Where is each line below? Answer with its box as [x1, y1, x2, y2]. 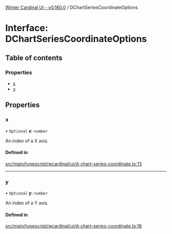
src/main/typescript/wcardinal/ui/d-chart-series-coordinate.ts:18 [5, 223, 142, 229]
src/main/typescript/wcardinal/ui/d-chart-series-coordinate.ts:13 [5, 161, 142, 167]
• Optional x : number [5, 127, 48, 134]
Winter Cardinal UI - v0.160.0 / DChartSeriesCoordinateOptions [5, 5, 138, 10]
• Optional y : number [5, 190, 48, 196]
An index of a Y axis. [5, 200, 49, 206]
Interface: [5, 23, 49, 34]
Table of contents [5, 53, 62, 62]
